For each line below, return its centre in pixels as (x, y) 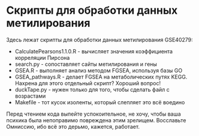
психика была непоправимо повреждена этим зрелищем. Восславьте (96, 120)
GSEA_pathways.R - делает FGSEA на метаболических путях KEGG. (101, 77)
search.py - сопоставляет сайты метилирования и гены (86, 64)
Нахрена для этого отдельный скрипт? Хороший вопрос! (88, 83)
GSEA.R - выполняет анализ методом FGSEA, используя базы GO (99, 70)
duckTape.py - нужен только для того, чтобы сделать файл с (92, 89)
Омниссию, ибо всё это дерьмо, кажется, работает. (73, 126)
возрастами (30, 96)
